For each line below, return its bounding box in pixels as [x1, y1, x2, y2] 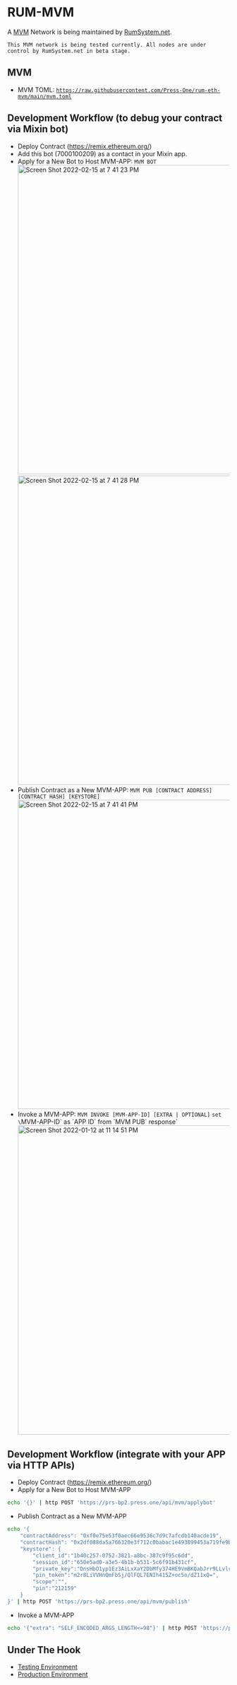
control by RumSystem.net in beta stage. [7, 47, 131, 54]
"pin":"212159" [32, 1585, 78, 1592]
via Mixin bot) [7, 123, 69, 135]
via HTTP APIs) [7, 1459, 75, 1471]
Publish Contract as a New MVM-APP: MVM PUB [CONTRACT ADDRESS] [17, 785, 213, 794]
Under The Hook [7, 1644, 81, 1656]
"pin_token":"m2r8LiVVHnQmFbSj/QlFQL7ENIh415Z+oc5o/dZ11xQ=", [32, 1572, 219, 1579]
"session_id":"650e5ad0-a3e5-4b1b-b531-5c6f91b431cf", [32, 1558, 197, 1566]
